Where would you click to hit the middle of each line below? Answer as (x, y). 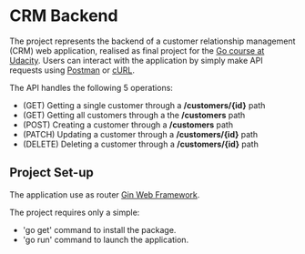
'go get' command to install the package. (99, 229)
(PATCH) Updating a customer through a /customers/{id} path (140, 134)
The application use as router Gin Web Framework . (105, 194)
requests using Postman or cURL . (72, 70)
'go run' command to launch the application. (106, 239)
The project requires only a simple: (75, 212)
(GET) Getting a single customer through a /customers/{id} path (144, 105)
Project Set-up (51, 173)
